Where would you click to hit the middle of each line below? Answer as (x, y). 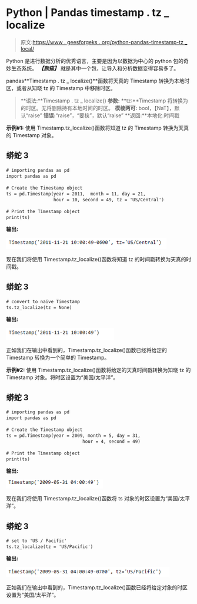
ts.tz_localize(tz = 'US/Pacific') (50, 547)
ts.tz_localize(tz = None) (39, 307)
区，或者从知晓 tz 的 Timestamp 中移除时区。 (61, 88)
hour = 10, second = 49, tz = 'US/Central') (109, 200)
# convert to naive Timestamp (43, 301)
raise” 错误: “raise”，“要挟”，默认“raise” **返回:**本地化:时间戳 (104, 115)
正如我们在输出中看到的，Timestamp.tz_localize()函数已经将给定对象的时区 (97, 588)
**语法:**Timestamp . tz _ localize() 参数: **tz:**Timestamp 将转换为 (104, 101)
